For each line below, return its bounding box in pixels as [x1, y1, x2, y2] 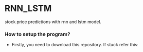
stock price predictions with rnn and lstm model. [4, 19, 102, 25]
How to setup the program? [4, 31, 71, 38]
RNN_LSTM [4, 3, 52, 14]
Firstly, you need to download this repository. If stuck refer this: [11, 42, 139, 48]
